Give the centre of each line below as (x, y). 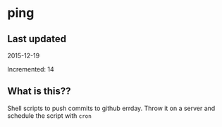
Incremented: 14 (31, 69)
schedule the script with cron (49, 115)
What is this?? (39, 92)
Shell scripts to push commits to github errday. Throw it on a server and (111, 108)
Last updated (37, 39)
